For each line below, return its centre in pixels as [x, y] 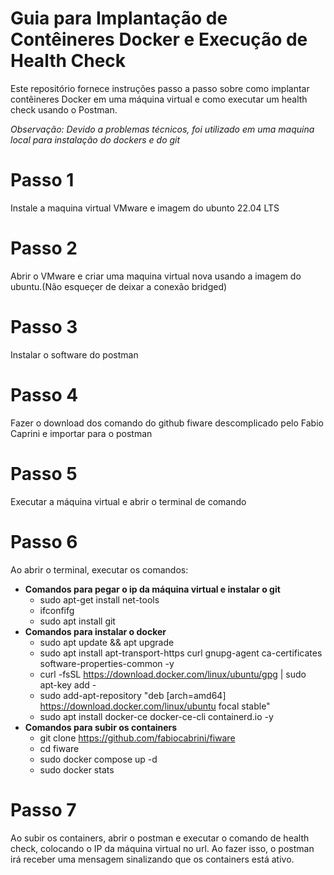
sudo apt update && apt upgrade [107, 642]
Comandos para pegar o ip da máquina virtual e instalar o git [152, 589]
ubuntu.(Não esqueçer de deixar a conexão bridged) [119, 286]
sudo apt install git [77, 621]
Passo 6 [44, 541]
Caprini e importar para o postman [81, 433]
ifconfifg [57, 610]
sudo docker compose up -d [98, 759]
